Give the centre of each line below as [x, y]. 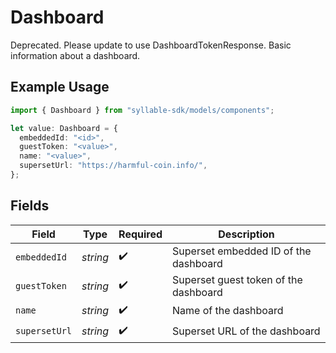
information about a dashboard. [75, 55]
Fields [30, 206]
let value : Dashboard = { [64, 128]
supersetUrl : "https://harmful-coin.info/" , [113, 166]
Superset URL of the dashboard [246, 331]
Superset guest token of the [237, 279]
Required [140, 234]
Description [246, 234]
